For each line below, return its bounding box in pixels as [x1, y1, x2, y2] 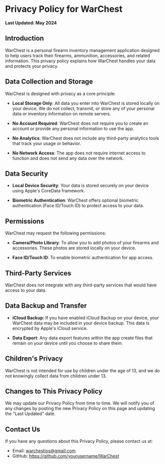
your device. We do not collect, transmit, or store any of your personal [12, 105, 155, 111]
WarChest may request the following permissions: [5, 230, 106, 236]
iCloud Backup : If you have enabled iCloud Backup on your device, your [12, 315, 159, 321]
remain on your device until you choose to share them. [12, 340, 123, 346]
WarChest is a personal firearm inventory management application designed [5, 47, 160, 53]
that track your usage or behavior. [12, 140, 81, 146]
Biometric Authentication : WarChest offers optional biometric [12, 197, 139, 203]
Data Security [5, 169, 48, 178]
